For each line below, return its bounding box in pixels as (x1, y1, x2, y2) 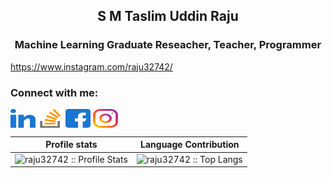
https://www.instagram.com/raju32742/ (10, 60, 173, 73)
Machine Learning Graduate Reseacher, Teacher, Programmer (14, 38, 322, 52)
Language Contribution (140, 139, 240, 151)
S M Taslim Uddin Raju (97, 8, 239, 25)
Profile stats (45, 139, 98, 151)
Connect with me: (10, 85, 99, 99)
